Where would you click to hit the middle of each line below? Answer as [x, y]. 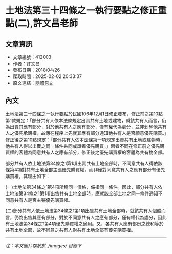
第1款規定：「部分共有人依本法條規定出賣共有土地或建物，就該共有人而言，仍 [86, 120]
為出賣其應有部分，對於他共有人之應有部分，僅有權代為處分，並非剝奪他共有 [86, 127]
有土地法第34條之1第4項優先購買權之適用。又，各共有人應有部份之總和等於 [84, 223]
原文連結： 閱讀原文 [33, 83]
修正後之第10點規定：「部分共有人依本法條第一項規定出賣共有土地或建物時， [85, 140]
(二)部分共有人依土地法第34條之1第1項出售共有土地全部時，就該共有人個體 [83, 210]
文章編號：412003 [32, 57]
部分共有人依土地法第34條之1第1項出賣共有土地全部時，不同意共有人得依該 [84, 163]
